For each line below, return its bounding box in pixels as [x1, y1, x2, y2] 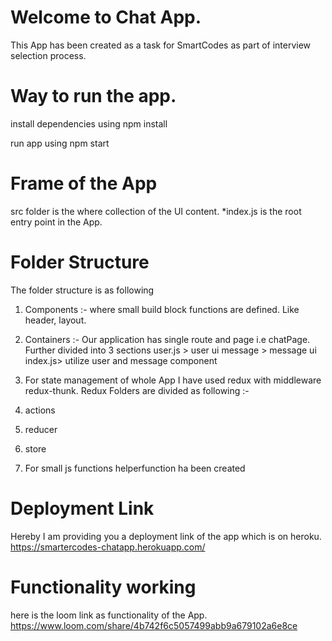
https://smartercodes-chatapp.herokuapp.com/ [10, 541, 206, 553]
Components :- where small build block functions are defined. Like [24, 303, 300, 315]
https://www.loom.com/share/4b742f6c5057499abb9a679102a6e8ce [10, 619, 298, 631]
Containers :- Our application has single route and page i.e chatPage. [24, 333, 311, 345]
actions [24, 404, 56, 416]
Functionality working [10, 576, 197, 598]
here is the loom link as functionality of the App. [10, 609, 208, 621]
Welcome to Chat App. [10, 6, 202, 29]
